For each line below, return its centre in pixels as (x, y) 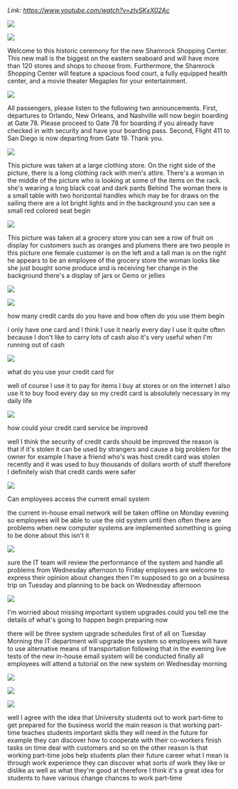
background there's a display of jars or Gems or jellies (86, 275)
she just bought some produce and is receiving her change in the (103, 268)
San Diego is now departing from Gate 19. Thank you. (85, 138)
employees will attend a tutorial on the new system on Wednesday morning (117, 664)
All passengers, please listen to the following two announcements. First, (113, 108)
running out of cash (36, 345)
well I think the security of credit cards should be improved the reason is (113, 441)
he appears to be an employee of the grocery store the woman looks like (114, 260)
